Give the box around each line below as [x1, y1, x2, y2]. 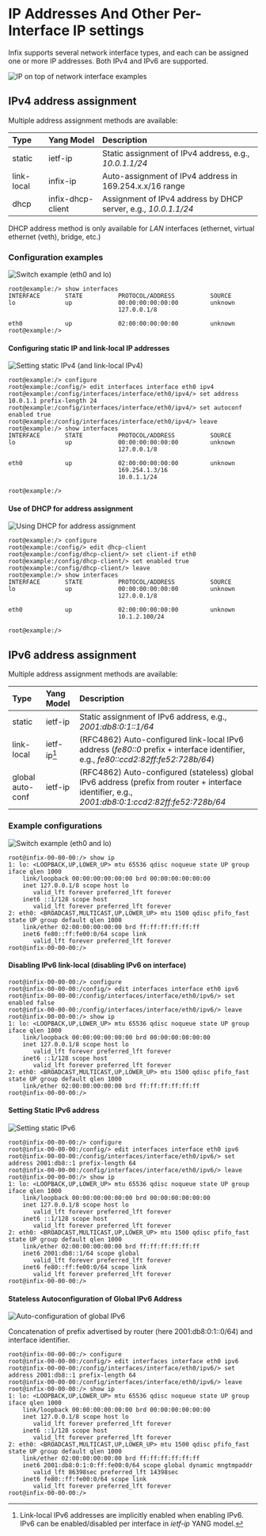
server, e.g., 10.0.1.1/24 [101, 203, 194, 214]
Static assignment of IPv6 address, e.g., [78, 711, 227, 722]
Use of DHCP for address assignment [8, 504, 133, 513]
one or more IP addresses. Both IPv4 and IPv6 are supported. [8, 56, 208, 66]
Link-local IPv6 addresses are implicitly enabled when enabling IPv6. [19, 1511, 244, 1520]
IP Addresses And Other [8, 5, 170, 23]
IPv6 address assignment [8, 648, 137, 661]
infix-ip [48, 175, 77, 186]
